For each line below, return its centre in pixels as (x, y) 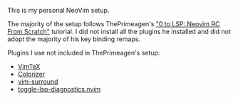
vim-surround (38, 82)
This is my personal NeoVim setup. (58, 10)
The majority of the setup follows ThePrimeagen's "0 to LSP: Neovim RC (114, 24)
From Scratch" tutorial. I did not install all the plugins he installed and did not (119, 32)
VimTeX (29, 66)
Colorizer (31, 74)
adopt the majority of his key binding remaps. (74, 39)
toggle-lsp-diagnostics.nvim (59, 89)
